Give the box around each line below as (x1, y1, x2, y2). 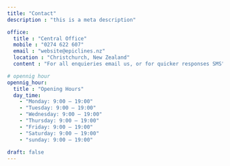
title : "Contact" (7, 10, 57, 17)
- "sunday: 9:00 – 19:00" (19, 136, 94, 143)
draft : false (7, 149, 44, 156)
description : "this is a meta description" (7, 16, 136, 23)
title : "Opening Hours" (13, 85, 84, 92)
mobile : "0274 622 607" (13, 42, 84, 49)
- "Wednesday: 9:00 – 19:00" (19, 111, 103, 118)
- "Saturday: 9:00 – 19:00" (19, 130, 99, 137)
